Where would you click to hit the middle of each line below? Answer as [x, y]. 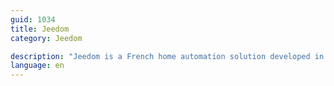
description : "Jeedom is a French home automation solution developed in [167, 56]
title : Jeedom [40, 29]
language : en [37, 66]
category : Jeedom [46, 38]
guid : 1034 [33, 19]
